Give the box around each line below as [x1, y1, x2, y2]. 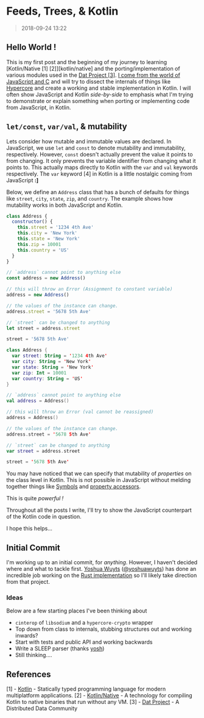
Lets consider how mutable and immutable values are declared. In [6, 137, 172, 145]
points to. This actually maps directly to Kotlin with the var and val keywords [6, 163, 198, 171]
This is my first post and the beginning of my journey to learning [6, 58, 167, 65]
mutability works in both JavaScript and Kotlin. [6, 201, 123, 209]
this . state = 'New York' [17, 236, 80, 242]
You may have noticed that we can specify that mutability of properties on [6, 470, 192, 477]
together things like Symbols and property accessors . [6, 483, 141, 490]
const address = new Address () [6, 275, 86, 281]
